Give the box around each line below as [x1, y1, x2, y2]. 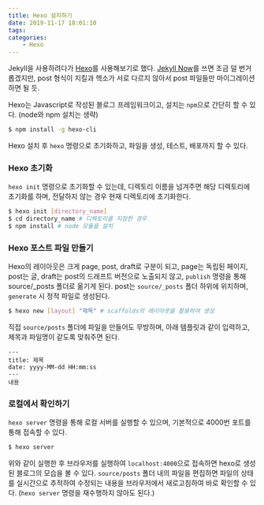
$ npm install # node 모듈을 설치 [8, 223, 113, 230]
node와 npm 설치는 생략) [20, 110, 99, 119]
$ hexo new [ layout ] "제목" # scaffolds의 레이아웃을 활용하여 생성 [8, 307, 215, 316]
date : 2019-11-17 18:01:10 [8, 19, 97, 27]
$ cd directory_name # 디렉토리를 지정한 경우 [8, 215, 147, 223]
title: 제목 [8, 357, 44, 365]
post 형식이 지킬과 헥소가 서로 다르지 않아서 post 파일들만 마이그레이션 [37, 73, 255, 83]
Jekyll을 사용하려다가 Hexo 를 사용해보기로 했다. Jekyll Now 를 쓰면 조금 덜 [8, 64, 238, 73]
